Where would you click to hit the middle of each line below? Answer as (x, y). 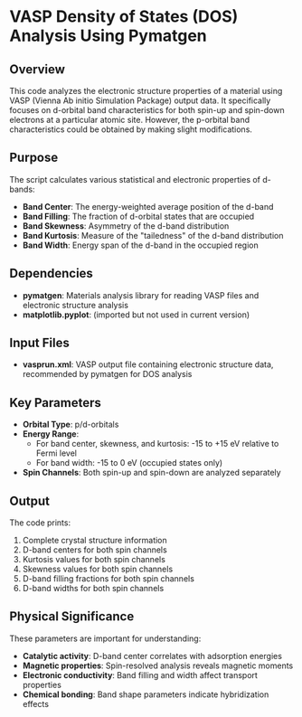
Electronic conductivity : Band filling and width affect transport (140, 675)
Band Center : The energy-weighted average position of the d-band (148, 206)
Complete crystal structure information (94, 541)
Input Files (39, 343)
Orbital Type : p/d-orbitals (71, 425)
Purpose (34, 158)
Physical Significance (72, 617)
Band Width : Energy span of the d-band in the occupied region (141, 245)
